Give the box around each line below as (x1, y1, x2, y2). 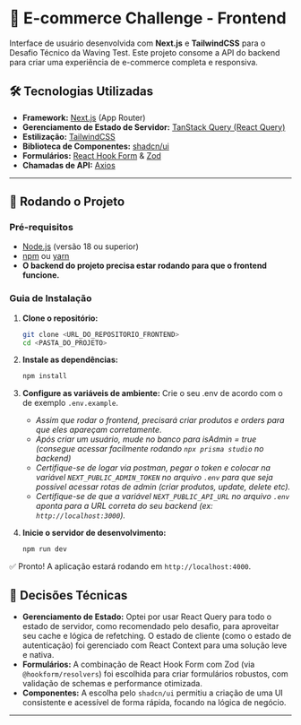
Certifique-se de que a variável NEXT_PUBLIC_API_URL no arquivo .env (35, 491, 290, 502)
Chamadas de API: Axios (21, 160, 116, 170)
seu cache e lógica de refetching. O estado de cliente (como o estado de (21, 631, 292, 642)
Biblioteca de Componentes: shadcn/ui (21, 141, 170, 151)
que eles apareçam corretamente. (35, 425, 163, 436)
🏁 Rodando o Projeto (9, 194, 125, 210)
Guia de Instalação (9, 292, 92, 305)
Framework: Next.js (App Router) (21, 112, 146, 123)
